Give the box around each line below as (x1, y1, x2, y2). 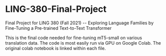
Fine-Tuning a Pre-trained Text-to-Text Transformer (5, 25, 112, 31)
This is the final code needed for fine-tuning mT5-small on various (5, 35, 142, 41)
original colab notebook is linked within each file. (5, 45, 106, 51)
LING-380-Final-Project (5, 3, 107, 15)
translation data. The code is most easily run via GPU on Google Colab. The (5, 40, 161, 46)
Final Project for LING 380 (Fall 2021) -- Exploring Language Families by (5, 20, 154, 26)
